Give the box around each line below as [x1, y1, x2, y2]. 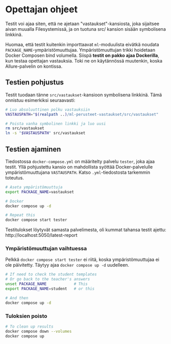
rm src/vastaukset [5, 126, 44, 131]
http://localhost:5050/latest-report [5, 232, 78, 238]
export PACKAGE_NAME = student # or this [5, 286, 95, 292]
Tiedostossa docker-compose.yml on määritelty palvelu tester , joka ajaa [5, 158, 155, 165]
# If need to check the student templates [5, 272, 97, 277]
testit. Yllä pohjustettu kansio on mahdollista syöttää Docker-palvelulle [5, 164, 153, 170]
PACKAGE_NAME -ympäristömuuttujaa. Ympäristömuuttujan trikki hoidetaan [5, 47, 156, 53]
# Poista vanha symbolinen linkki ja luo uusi [5, 121, 106, 126]
